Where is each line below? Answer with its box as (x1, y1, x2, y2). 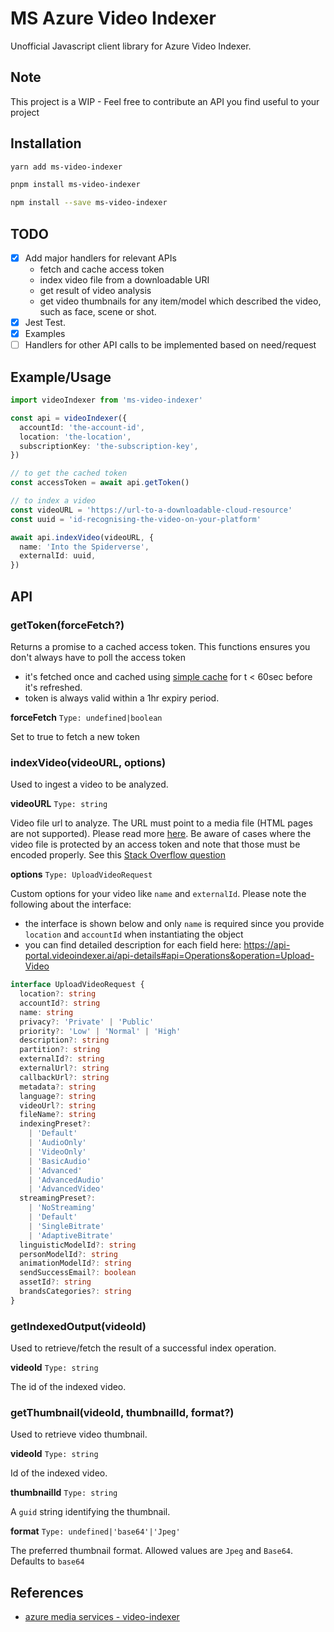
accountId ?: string (19, 998, 101, 1008)
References (10, 1584, 84, 1601)
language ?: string (19, 1091, 97, 1101)
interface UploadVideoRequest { (10, 980, 145, 990)
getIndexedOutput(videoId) (10, 1319, 147, 1333)
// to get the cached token (10, 468, 128, 479)
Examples (24, 328, 66, 340)
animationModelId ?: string (19, 1258, 132, 1269)
